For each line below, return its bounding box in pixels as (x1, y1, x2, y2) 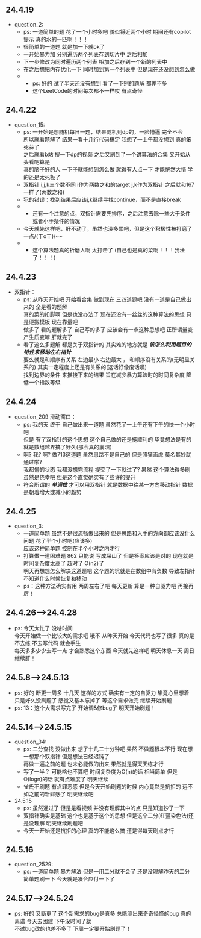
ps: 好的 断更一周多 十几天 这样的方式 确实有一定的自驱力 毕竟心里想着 (14, 689, 190, 696)
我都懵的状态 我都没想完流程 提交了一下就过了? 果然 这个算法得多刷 (23, 466, 191, 474)
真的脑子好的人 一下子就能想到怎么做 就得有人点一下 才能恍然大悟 (23, 166, 187, 173)
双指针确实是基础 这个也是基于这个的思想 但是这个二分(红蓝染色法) (23, 811, 189, 819)
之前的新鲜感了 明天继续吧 (28, 790, 94, 798)
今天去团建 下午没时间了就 (26, 918, 91, 925)
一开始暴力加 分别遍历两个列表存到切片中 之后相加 (23, 51, 148, 58)
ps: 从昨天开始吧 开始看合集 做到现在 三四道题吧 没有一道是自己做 (23, 296, 187, 303)
